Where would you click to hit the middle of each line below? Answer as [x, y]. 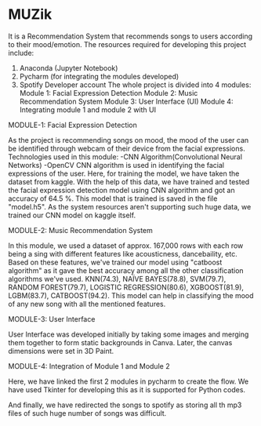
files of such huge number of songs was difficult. [87, 413]
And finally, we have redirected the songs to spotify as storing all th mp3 [125, 405]
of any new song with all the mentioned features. [87, 304]
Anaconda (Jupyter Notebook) [69, 67]
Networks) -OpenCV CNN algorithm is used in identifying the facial [116, 165]
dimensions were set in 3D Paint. [61, 351]
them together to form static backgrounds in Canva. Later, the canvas [120, 342]
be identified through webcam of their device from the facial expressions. [127, 148]
